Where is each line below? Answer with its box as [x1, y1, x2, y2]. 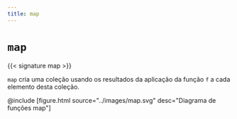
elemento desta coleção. [7, 82, 80, 91]
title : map [7, 10, 40, 18]
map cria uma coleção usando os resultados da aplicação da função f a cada [7, 75, 231, 83]
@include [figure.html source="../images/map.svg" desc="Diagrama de [7, 96, 216, 104]
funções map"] [7, 104, 51, 112]
